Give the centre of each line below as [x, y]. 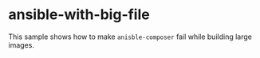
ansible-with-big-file [79, 15]
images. [21, 44]
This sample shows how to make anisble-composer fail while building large [130, 37]
